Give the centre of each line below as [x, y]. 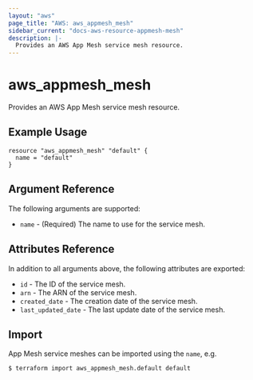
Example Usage [48, 132]
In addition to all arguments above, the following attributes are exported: [127, 268]
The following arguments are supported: [75, 208]
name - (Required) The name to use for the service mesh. [113, 224]
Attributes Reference [61, 249]
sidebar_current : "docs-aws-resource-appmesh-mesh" [96, 30]
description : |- [35, 38]
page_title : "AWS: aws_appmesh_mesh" [71, 23]
